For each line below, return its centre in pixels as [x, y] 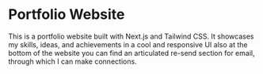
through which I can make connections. [72, 61]
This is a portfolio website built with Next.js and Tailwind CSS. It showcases [131, 36]
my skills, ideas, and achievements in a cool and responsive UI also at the [128, 44]
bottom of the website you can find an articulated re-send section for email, [131, 53]
